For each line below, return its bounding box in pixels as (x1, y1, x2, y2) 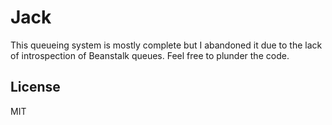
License (10, 79, 61, 96)
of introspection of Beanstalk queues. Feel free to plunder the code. (10, 49, 290, 61)
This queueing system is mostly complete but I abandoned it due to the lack (10, 39, 323, 51)
